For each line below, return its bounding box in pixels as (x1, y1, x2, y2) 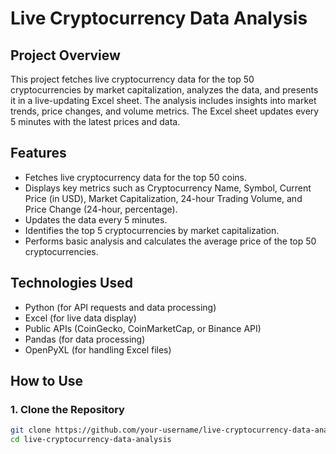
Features (10, 145, 67, 162)
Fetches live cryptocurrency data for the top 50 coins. (24, 171, 248, 183)
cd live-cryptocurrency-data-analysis (10, 435, 172, 445)
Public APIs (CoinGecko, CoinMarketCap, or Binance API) (24, 322, 262, 334)
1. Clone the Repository (10, 402, 125, 416)
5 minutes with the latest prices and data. (10, 116, 181, 127)
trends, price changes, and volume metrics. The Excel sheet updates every (10, 105, 320, 117)
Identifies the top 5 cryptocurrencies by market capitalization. (24, 224, 280, 236)
